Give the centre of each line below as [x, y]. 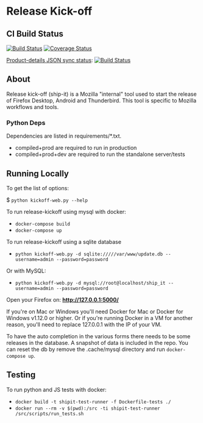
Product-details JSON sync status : [50, 60]
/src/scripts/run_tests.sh [49, 414]
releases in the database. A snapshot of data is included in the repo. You [97, 343]
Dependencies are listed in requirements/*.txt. [64, 136]
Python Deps [26, 123]
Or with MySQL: [26, 271]
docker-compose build [42, 224]
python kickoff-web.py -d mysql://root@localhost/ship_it [90, 283]
